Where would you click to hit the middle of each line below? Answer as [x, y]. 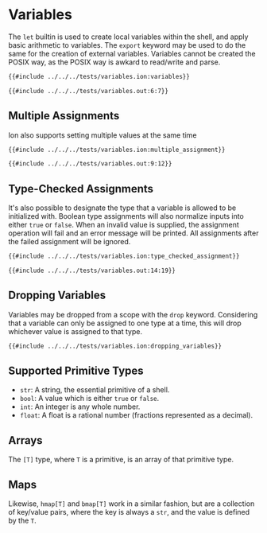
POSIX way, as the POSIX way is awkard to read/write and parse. [114, 62]
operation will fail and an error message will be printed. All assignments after [133, 233]
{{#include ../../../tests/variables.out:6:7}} [89, 91]
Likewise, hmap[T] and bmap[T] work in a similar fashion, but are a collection [132, 504]
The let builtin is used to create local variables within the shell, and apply [128, 37]
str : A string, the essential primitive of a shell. [95, 390]
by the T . [23, 520]
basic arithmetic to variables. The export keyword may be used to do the [127, 45]
